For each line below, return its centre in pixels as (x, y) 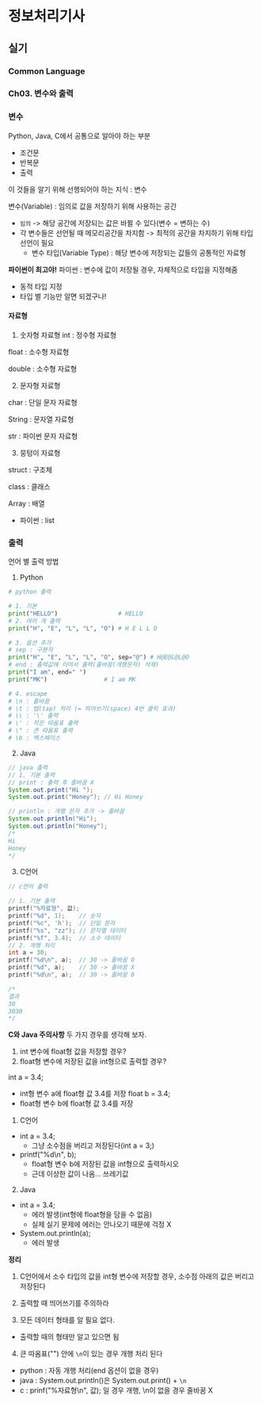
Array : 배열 (27, 503)
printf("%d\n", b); (48, 1155)
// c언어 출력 (28, 887)
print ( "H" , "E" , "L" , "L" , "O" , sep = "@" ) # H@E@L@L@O (99, 658)
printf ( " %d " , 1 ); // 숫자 (55, 916)
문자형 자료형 (40, 385)
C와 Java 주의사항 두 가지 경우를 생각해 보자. (78, 1034)
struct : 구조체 (30, 469)
